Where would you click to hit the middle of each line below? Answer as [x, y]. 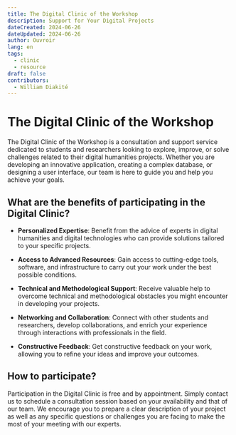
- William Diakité [41, 87]
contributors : [28, 80]
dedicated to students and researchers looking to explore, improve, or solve [118, 150]
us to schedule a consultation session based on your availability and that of [118, 401]
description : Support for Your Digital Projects [81, 21]
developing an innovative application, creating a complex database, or [110, 165]
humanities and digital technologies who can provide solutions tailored [121, 238]
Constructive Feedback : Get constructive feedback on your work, [115, 346]
